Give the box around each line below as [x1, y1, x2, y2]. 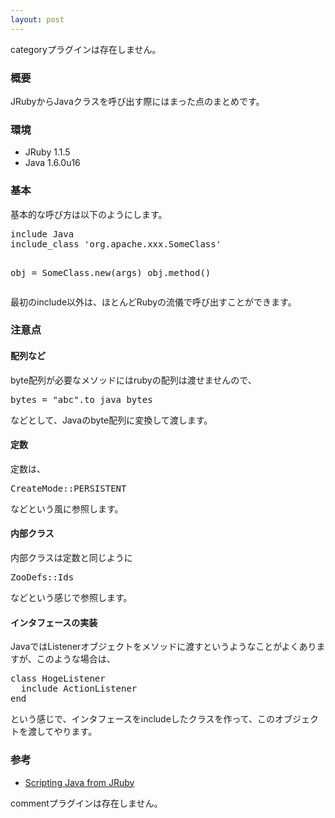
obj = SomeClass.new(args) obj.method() [10, 267, 212, 278]
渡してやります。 [27, 726, 98, 738]
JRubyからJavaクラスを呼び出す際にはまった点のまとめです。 [10, 95, 265, 107]
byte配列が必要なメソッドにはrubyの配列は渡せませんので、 [10, 374, 257, 386]
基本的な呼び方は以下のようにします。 [10, 208, 168, 220]
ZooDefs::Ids [10, 572, 75, 583]
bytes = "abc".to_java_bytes [10, 394, 153, 405]
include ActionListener [20, 683, 138, 695]
